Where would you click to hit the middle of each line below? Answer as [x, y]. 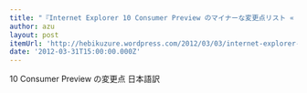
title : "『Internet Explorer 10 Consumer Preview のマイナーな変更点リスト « [152, 18]
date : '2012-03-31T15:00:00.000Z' [75, 52]
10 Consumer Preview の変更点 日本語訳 [85, 79]
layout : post [34, 35]
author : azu [32, 26]
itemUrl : [26, 43]
